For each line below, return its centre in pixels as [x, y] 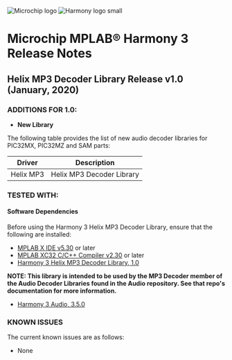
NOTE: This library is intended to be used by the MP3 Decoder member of [115, 276]
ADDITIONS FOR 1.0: [42, 110]
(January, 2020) [43, 90]
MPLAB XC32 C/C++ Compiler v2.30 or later [81, 255]
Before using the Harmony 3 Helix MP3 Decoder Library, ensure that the [110, 227]
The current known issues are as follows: [66, 337]
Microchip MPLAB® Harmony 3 [98, 39]
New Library [35, 124]
